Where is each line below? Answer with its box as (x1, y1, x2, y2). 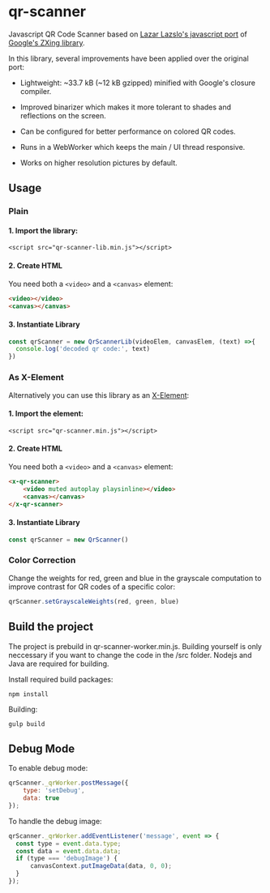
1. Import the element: (8, 408, 84, 419)
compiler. (19, 86, 52, 96)
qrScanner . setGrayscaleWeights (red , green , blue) (8, 597, 180, 605)
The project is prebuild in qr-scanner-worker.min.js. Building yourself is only (8, 641, 262, 651)
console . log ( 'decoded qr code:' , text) (15, 345, 151, 353)
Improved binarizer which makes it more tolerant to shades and (19, 102, 232, 112)
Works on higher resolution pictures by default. (19, 157, 178, 168)
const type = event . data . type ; (15, 840, 122, 848)
